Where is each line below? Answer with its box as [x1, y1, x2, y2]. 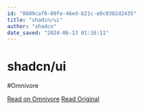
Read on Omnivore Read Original [7, 95, 100, 103]
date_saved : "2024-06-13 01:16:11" [7, 29, 109, 36]
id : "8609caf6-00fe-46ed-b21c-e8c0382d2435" [7, 10, 137, 17]
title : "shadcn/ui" [7, 16, 63, 23]
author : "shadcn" [7, 23, 57, 30]
